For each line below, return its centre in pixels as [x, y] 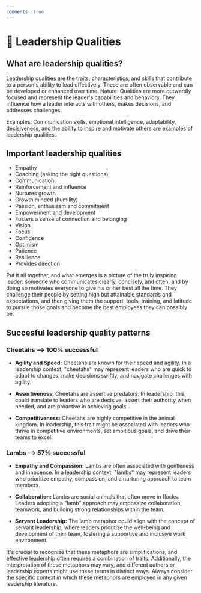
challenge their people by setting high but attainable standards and [89, 295]
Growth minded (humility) [46, 200]
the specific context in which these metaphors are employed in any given [97, 577]
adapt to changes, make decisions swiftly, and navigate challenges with [103, 376]
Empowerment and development [55, 213]
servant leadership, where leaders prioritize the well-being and [93, 527]
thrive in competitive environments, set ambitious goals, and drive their [103, 431]
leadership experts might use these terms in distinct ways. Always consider [100, 571]
